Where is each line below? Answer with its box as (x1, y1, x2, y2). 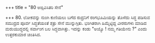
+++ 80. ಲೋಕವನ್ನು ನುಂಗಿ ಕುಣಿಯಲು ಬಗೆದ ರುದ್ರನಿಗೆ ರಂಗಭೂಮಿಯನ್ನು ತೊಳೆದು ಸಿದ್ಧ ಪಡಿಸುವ (5, 15, 150, 20)
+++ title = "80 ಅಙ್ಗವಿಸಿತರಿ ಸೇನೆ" (5, 5, 63, 10)
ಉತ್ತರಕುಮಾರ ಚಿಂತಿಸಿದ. (5, 31, 42, 37)
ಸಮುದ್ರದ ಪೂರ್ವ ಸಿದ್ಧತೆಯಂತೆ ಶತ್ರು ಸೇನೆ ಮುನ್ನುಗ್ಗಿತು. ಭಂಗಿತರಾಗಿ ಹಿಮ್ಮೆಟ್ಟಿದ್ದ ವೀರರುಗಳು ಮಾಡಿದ (5, 20, 147, 26)
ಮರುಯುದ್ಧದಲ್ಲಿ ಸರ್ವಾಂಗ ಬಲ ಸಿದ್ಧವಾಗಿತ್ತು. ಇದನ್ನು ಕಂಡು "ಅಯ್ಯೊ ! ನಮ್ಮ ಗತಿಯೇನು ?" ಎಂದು (5, 26, 147, 32)
